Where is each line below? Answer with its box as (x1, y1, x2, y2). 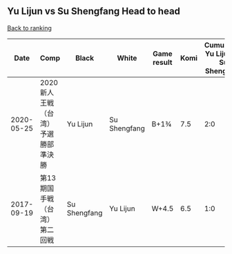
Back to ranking (7, 23, 52, 32)
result (153, 57, 173, 67)
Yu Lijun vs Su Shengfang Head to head (7, 6, 181, 17)
